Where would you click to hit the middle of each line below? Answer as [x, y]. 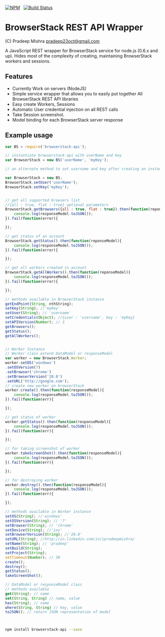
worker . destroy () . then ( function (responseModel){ [56, 485]
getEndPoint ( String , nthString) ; [39, 304]
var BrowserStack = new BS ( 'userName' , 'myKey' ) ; [57, 160]
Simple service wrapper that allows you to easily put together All [77, 94]
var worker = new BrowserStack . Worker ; [46, 358]
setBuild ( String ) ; [24, 548]
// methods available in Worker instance [48, 512]
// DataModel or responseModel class [44, 585]
